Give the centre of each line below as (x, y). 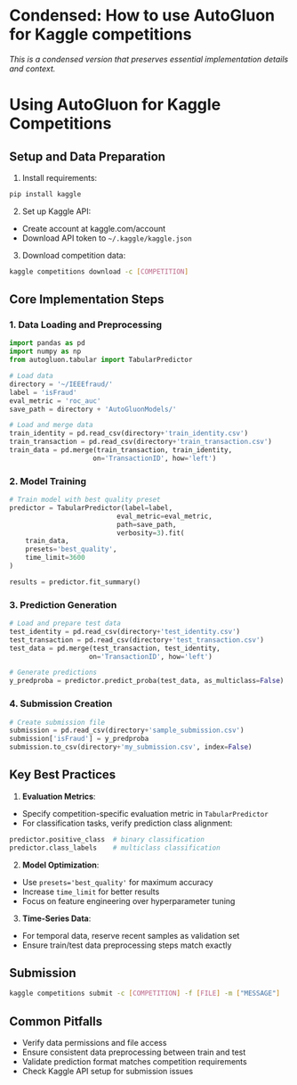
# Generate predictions (53, 673)
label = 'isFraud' (43, 392)
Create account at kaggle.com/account (94, 228)
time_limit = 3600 (56, 558)
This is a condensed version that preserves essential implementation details (149, 59)
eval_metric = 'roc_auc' (55, 401)
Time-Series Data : (56, 918)
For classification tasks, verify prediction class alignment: (127, 823)
